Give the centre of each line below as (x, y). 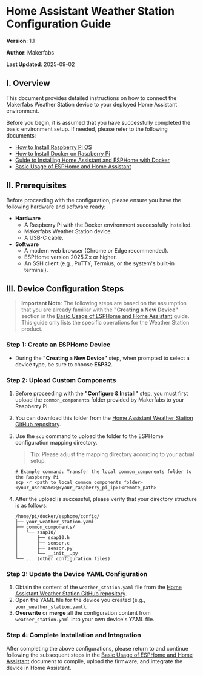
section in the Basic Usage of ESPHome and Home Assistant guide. (105, 316)
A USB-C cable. (44, 237)
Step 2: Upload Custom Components (61, 380)
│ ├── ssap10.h (42, 537)
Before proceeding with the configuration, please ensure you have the (94, 200)
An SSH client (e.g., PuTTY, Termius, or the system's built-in (99, 263)
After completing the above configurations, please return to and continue (98, 648)
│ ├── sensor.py (44, 548)
